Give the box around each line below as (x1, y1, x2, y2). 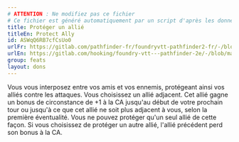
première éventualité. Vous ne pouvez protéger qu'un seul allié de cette (7, 113, 217, 121)
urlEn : (7, 50, 27, 58)
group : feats (7, 57, 46, 64)
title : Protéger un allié (7, 23, 84, 31)
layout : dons (7, 63, 46, 70)
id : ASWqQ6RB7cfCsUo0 (7, 37, 72, 44)
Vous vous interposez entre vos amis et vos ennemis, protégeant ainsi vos (7, 82, 225, 91)
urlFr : (7, 43, 27, 50)
